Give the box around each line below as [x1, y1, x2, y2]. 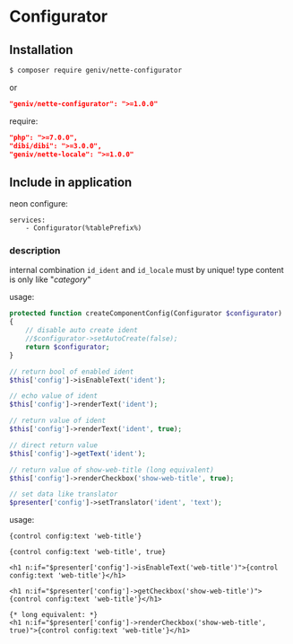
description [9, 244, 61, 257]
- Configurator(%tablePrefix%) [25, 224, 142, 233]
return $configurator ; [25, 342, 110, 351]
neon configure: [9, 198, 69, 209]
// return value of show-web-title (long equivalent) [9, 465, 215, 474]
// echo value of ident [9, 392, 99, 401]
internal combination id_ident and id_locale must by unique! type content [9, 265, 284, 276]
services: [9, 216, 47, 225]
